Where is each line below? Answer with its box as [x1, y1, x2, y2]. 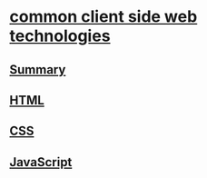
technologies [9, 25, 111, 46]
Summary [9, 62, 66, 77]
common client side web [9, 6, 198, 27]
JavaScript [9, 154, 73, 170]
